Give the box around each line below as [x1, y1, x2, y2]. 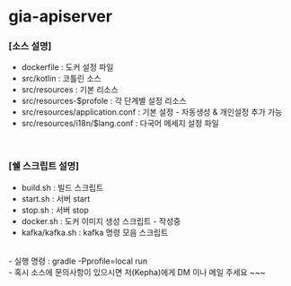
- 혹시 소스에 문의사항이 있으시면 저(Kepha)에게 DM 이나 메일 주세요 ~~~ [8, 266, 266, 277]
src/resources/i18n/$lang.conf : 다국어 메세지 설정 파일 [21, 118, 219, 129]
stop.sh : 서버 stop [21, 204, 89, 215]
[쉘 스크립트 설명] [8, 160, 80, 172]
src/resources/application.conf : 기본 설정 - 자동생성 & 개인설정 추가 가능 [21, 107, 283, 117]
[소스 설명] [8, 40, 52, 53]
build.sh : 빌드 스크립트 [21, 182, 104, 193]
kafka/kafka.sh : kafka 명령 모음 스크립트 [21, 227, 169, 238]
